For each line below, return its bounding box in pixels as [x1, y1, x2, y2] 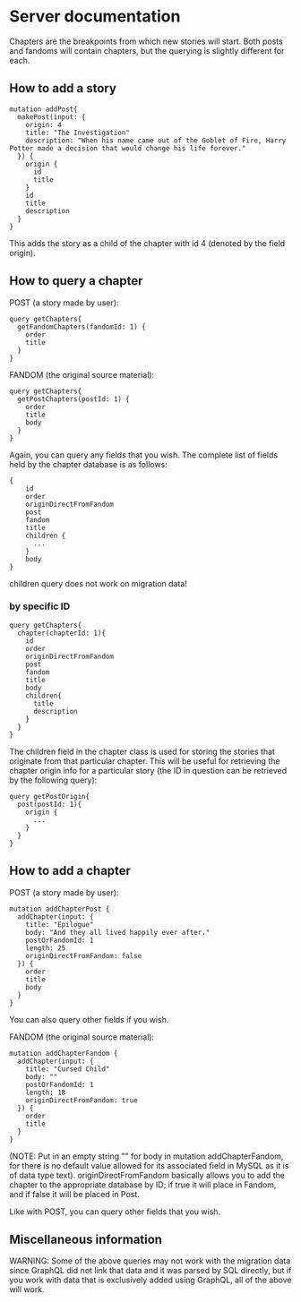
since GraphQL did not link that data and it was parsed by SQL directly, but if [9, 1265, 292, 1276]
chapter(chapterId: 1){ [17, 629, 106, 638]
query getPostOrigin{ [9, 792, 90, 801]
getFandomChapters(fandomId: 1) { [17, 322, 146, 331]
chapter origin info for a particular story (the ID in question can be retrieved [9, 765, 288, 775]
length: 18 [25, 1088, 66, 1097]
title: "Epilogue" [25, 920, 94, 929]
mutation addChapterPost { [9, 904, 110, 913]
